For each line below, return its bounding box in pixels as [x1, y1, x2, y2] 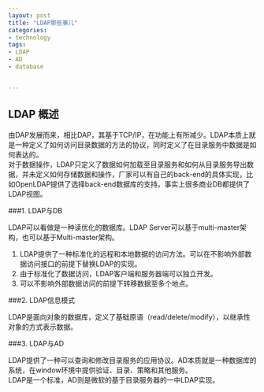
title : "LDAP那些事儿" [8, 19, 78, 27]
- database [8, 63, 44, 71]
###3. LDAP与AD [8, 338, 65, 348]
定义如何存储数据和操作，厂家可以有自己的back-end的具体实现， [35, 169, 247, 179]
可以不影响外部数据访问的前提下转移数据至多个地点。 [19, 279, 193, 288]
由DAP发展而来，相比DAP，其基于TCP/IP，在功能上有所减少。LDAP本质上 [8, 130, 250, 139]
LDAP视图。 [8, 189, 47, 198]
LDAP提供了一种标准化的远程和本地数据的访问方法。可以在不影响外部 [19, 249, 245, 258]
